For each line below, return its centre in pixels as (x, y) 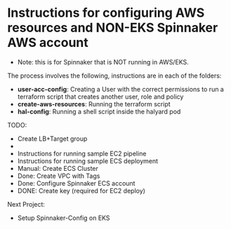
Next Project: (26, 204)
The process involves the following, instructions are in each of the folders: (114, 76)
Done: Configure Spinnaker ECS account (76, 183)
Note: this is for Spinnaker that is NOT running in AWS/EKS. (103, 62)
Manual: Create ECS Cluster (58, 168)
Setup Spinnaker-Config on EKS (64, 218)
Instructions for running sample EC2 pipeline (82, 153)
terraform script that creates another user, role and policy (100, 97)
